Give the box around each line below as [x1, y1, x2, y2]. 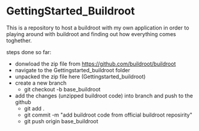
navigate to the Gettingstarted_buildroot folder [14, 66, 131, 73]
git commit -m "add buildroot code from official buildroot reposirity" [24, 111, 193, 118]
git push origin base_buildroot [24, 117, 98, 124]
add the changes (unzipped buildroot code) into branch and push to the [14, 92, 193, 99]
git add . [24, 105, 45, 112]
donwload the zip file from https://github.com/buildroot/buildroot [14, 60, 176, 67]
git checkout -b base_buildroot [24, 85, 101, 93]
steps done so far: [6, 48, 52, 55]
